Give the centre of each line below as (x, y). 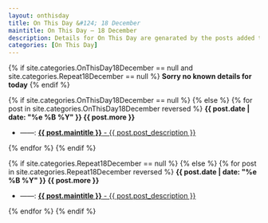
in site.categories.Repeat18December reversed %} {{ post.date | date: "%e (133, 172)
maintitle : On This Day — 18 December (73, 30)
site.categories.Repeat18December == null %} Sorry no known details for (130, 76)
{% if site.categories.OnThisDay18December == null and (101, 68)
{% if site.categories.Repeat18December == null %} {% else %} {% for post (132, 163)
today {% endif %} (39, 85)
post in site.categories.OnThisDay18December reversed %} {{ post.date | (129, 109)
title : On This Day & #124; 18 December (75, 23)
